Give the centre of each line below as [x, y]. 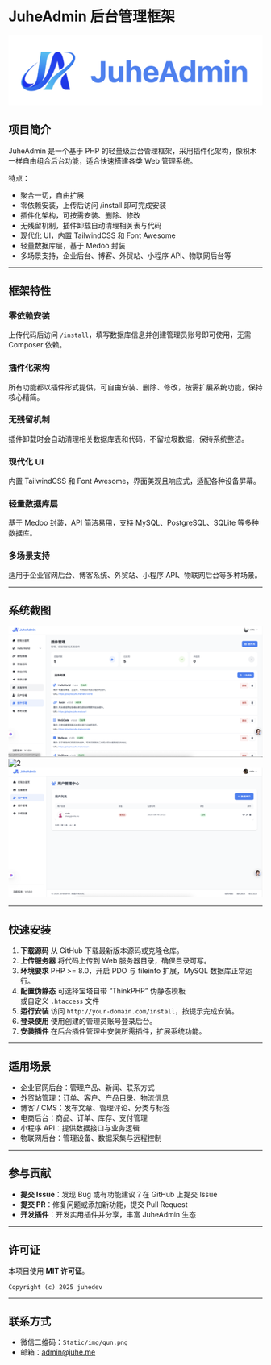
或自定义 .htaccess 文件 [60, 1001]
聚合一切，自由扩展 [52, 195]
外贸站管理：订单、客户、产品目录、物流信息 [94, 1097]
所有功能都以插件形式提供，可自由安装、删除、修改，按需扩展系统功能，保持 [135, 387]
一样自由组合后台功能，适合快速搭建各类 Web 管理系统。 [103, 160]
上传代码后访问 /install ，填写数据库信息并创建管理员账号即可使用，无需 [130, 335]
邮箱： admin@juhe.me [58, 1352]
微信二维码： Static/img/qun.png [74, 1342]
